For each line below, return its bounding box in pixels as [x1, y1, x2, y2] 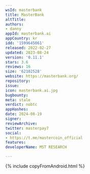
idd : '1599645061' [5, 41, 44, 46]
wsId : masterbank [5, 7, 42, 13]
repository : [5, 78, 31, 83]
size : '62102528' [5, 69, 42, 74]
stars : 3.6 [5, 60, 28, 65]
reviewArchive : [5, 121, 38, 126]
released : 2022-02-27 [5, 45, 51, 50]
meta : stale [5, 97, 31, 102]
